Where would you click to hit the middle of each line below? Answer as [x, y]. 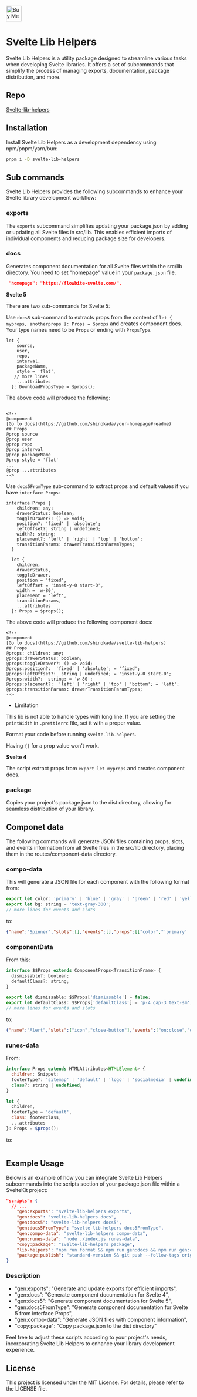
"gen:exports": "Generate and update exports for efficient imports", [96, 1288]
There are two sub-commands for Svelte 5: [58, 306]
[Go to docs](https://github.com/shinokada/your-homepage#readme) [89, 424]
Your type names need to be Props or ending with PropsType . [79, 329]
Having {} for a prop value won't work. [53, 745]
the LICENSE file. [27, 1389]
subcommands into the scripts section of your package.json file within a [93, 1184]
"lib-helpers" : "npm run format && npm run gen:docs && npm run [97, 1250]
